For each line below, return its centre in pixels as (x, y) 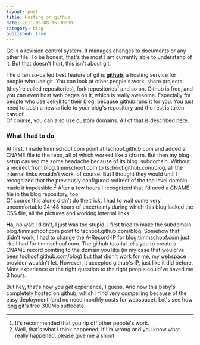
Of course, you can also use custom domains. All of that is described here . (98, 120)
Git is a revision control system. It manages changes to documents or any (96, 51)
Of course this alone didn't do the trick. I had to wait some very (83, 200)
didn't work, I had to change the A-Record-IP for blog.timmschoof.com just (98, 237)
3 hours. (16, 275)
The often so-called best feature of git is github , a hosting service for (91, 75)
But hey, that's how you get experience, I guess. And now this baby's (91, 287)
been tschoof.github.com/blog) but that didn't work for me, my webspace (96, 256)
